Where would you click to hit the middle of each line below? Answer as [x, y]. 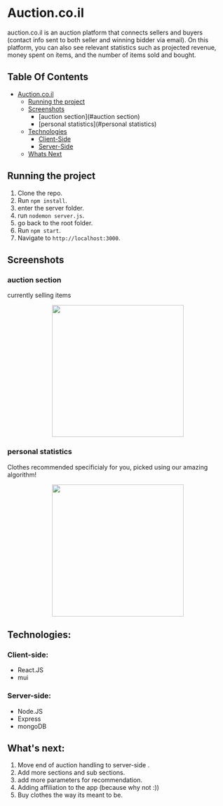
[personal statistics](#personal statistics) [97, 124]
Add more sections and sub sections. [71, 773]
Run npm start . [39, 230]
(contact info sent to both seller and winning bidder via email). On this [108, 39]
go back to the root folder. [55, 222]
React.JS [31, 670]
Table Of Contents [48, 77]
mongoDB [32, 726]
